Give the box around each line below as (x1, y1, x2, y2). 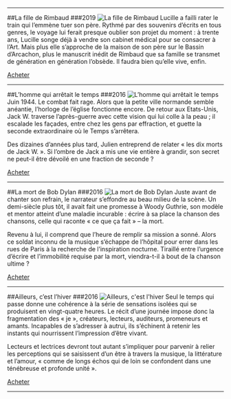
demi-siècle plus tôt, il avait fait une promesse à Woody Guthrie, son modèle (7, 203, 223, 210)
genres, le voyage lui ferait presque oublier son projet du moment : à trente (7, 28, 219, 36)
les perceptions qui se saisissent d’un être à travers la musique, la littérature (7, 350, 222, 358)
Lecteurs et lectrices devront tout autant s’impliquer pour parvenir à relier (7, 343, 215, 350)
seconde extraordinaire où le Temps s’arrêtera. (7, 127, 140, 135)
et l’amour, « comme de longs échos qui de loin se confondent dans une (7, 357, 212, 365)
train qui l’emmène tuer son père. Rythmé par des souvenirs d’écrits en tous (7, 21, 222, 29)
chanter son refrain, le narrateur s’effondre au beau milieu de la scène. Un (7, 195, 217, 203)
